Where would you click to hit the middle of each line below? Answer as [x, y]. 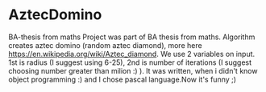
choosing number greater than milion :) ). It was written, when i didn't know [133, 70]
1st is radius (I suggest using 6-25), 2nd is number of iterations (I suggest [130, 62]
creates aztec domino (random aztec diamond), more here [106, 45]
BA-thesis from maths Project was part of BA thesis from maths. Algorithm [132, 37]
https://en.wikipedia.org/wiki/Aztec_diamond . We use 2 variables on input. [132, 54]
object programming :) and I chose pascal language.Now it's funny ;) [122, 79]
